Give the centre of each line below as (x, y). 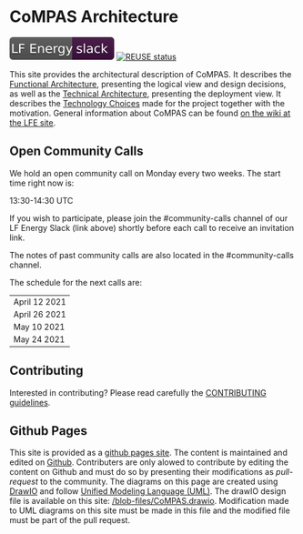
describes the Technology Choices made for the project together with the (147, 103)
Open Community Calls (76, 151)
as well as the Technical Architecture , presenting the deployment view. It (146, 94)
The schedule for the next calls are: (76, 282)
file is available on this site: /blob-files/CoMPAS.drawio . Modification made (149, 501)
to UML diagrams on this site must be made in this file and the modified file (150, 510)
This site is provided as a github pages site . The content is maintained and (149, 453)
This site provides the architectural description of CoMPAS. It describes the (151, 74)
